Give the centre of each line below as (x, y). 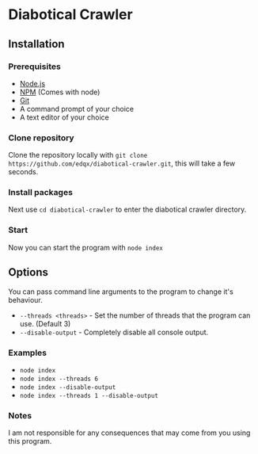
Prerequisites (34, 67)
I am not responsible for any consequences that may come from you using (129, 433)
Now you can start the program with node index (86, 247)
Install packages (41, 193)
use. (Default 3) (45, 323)
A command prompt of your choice (77, 109)
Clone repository (41, 138)
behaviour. (26, 299)
